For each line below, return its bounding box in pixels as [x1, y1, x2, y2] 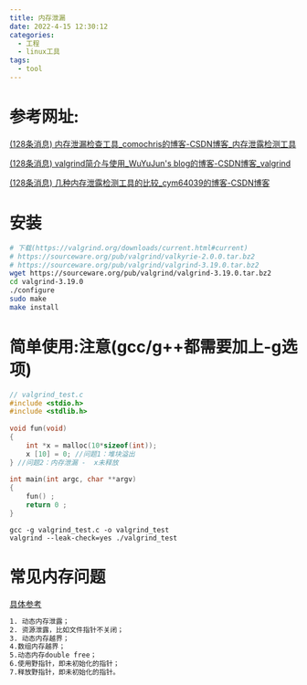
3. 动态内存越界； [9, 634, 70, 643]
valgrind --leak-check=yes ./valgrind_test [9, 533, 178, 543]
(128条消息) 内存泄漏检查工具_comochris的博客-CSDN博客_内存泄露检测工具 [9, 138, 297, 149]
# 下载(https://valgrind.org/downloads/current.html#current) [9, 243, 249, 252]
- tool [17, 65, 43, 74]
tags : [9, 56, 30, 65]
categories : [9, 30, 55, 39]
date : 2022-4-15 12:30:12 [9, 22, 108, 31]
